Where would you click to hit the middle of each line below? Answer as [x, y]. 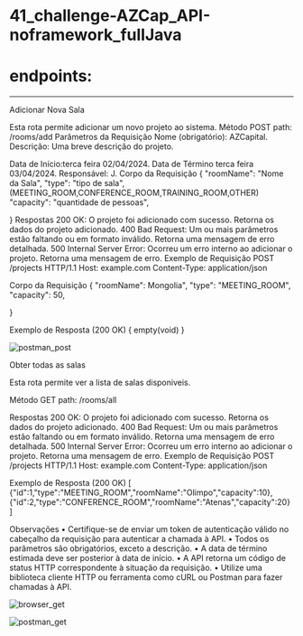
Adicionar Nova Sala [47, 110]
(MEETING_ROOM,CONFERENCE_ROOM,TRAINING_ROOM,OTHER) [134, 193]
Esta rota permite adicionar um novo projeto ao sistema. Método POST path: [151, 127]
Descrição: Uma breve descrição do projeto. [92, 146]
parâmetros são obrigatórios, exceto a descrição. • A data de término [138, 548]
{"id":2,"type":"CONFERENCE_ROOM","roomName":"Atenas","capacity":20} [150, 502]
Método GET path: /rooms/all [63, 400]
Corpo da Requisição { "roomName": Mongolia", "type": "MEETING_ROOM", [150, 285]
